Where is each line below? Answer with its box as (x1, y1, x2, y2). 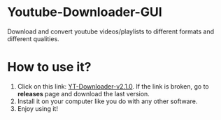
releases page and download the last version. (17, 89, 150, 98)
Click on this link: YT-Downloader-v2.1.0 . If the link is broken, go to (17, 82, 209, 91)
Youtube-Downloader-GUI (7, 4, 162, 20)
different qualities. (7, 34, 59, 43)
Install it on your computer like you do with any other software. (17, 97, 198, 105)
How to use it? (7, 59, 92, 75)
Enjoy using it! (17, 104, 58, 112)
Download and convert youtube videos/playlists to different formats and (7, 27, 215, 36)
